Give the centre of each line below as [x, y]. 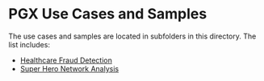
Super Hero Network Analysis [69, 68]
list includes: [29, 44]
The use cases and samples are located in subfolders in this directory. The [132, 36]
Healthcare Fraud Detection [66, 60]
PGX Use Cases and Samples [108, 14]
